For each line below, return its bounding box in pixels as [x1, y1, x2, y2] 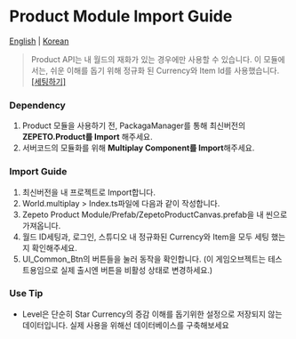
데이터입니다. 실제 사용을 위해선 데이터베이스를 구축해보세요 [21, 319, 229, 330]
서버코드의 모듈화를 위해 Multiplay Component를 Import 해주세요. [21, 142, 255, 153]
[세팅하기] [30, 76, 67, 86]
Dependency [9, 99, 67, 111]
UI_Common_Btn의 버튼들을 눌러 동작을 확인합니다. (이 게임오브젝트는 [21, 254, 267, 264]
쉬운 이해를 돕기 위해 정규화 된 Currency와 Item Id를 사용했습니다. [50, 65, 280, 76]
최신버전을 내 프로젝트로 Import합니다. [21, 187, 156, 198]
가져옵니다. [21, 220, 61, 230]
